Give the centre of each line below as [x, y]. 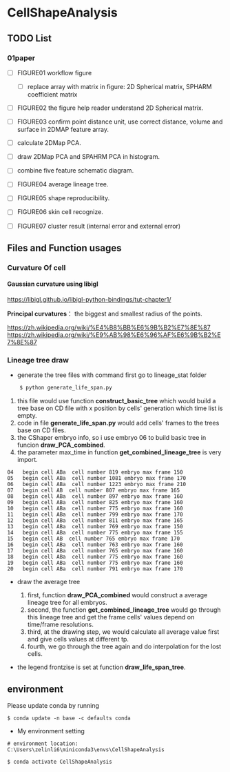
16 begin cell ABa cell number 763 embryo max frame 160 [95, 545]
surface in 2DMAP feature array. [63, 130]
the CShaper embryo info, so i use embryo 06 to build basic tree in [112, 438]
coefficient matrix [52, 94]
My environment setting [51, 731]
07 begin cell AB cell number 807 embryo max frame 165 [94, 491]
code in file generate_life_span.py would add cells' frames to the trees [118, 423]
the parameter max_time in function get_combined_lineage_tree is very [119, 452]
